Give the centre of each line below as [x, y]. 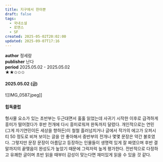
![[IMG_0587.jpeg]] [24, 95]
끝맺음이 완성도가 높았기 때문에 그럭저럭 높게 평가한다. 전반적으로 [83, 149]
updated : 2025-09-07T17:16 [32, 41]
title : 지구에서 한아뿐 [26, 9]
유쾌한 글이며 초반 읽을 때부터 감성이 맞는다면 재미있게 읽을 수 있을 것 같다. [81, 155]
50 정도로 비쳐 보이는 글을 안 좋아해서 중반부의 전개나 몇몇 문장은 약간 [76, 137]
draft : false [18, 14]
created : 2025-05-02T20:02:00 [36, 37]
